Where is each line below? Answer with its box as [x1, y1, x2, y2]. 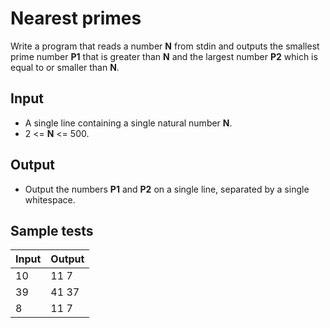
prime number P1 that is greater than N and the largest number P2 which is [10, 50, 318, 62]
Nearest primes [10, 7, 142, 30]
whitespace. [24, 193, 76, 206]
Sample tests [10, 222, 94, 239]
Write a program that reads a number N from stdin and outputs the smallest [10, 40, 320, 52]
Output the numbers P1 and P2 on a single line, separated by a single [24, 183, 310, 195]
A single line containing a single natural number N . [24, 117, 233, 129]
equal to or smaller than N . [10, 61, 120, 73]
